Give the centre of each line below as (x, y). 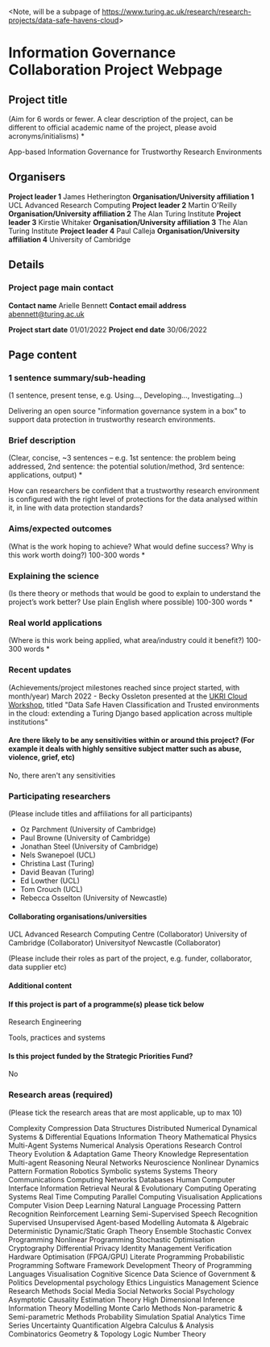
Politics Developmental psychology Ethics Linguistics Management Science (134, 1282)
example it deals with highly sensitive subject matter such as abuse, (125, 749)
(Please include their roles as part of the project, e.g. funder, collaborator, (130, 958)
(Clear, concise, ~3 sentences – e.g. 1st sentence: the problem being (122, 458)
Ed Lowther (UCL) (50, 881)
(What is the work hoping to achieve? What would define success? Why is (131, 546)
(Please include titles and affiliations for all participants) (100, 814)
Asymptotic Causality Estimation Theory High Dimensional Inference (122, 1299)
